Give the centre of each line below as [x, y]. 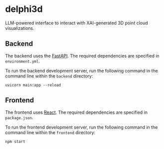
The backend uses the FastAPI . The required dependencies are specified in [82, 56]
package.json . [19, 117]
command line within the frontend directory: [50, 132]
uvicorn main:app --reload [33, 85]
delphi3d [24, 9]
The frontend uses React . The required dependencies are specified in [76, 112]
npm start [15, 142]
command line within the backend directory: [49, 76]
